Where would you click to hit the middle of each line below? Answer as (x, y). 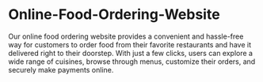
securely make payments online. (61, 69)
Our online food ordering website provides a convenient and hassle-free (126, 36)
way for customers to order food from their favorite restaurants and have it (130, 44)
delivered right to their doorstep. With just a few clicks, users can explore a (131, 53)
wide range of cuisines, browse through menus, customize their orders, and (132, 61)
